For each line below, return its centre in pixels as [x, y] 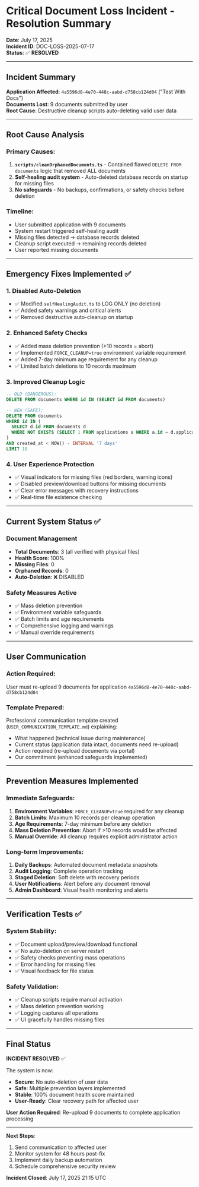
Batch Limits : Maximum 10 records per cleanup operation [85, 817]
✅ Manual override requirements [54, 632]
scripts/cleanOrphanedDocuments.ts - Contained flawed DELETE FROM [98, 165]
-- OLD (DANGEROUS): [32, 394]
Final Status [29, 1044]
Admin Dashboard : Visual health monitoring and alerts [81, 890]
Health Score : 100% [39, 558]
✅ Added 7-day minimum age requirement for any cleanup [86, 359]
